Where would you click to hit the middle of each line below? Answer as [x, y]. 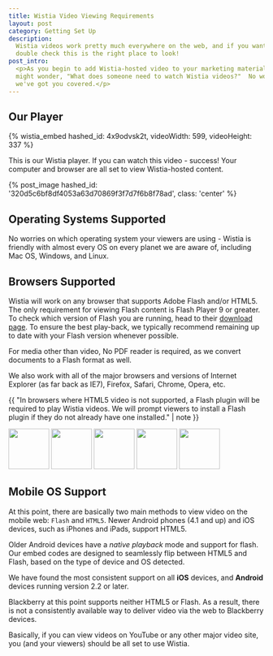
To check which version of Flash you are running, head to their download [131, 318]
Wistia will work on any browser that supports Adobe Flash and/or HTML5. [133, 300]
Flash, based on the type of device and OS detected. [97, 562]
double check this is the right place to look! [98, 54]
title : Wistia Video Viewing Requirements [81, 16]
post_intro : [28, 62]
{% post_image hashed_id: [53, 185]
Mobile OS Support [58, 492]
